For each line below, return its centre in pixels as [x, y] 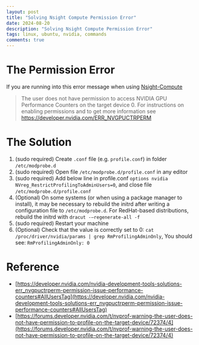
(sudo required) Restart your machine [62, 223]
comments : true [25, 40]
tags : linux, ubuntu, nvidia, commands [57, 34]
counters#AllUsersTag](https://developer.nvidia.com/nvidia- [90, 297]
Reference [33, 267]
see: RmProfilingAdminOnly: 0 [52, 242]
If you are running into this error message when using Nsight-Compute [94, 87]
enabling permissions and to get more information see [88, 111]
